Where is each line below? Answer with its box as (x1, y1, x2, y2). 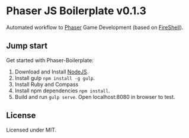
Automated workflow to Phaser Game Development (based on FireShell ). (6, 24, 184, 31)
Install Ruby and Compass (14, 81, 79, 88)
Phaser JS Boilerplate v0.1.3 (6, 4, 147, 18)
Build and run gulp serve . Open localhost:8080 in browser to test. (14, 93, 175, 100)
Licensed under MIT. (6, 126, 57, 133)
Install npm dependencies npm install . (14, 87, 110, 94)
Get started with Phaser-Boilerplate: (6, 56, 94, 63)
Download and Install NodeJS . (14, 68, 89, 75)
